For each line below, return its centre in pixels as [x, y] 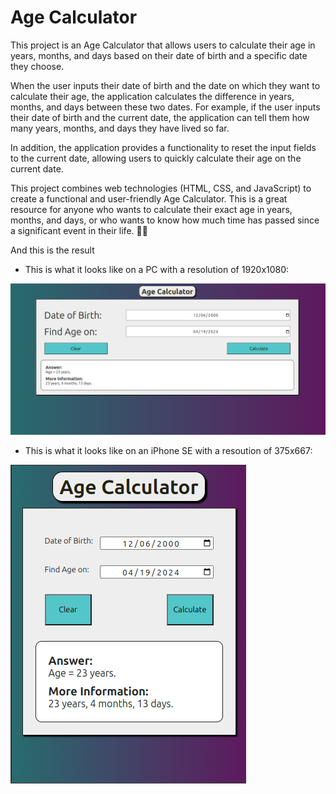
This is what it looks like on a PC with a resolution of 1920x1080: [157, 269]
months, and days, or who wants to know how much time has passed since [165, 220]
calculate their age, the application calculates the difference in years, [152, 96]
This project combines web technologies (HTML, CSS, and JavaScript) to [161, 188]
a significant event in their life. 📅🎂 [79, 230]
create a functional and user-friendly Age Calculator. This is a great [149, 198]
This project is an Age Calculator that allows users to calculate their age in [163, 45]
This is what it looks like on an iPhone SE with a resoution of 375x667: [168, 451]
